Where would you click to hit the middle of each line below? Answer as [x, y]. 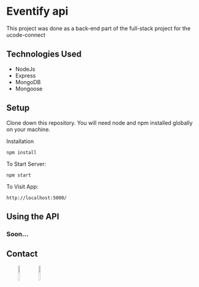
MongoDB [28, 82]
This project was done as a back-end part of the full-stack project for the [99, 28]
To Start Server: [26, 163]
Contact [22, 254]
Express [25, 76]
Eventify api [37, 11]
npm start [19, 175]
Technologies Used [44, 54]
